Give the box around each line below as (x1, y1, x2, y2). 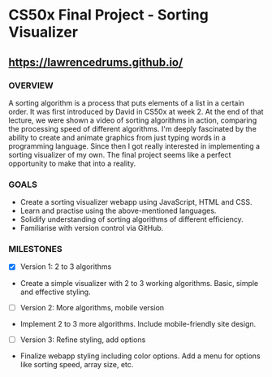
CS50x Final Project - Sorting (8, 6, 209, 24)
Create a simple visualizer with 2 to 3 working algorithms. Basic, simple (19, 278, 259, 288)
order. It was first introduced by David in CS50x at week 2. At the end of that (8, 106, 264, 116)
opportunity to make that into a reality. (8, 158, 136, 168)
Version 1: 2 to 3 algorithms (19, 262, 112, 271)
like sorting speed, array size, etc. (19, 359, 134, 369)
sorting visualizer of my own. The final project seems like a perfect (8, 149, 231, 159)
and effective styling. (19, 287, 91, 297)
